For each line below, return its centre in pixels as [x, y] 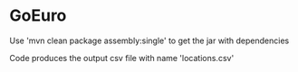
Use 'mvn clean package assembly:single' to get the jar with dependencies [149, 40]
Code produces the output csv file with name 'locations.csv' [122, 58]
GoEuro [38, 16]
